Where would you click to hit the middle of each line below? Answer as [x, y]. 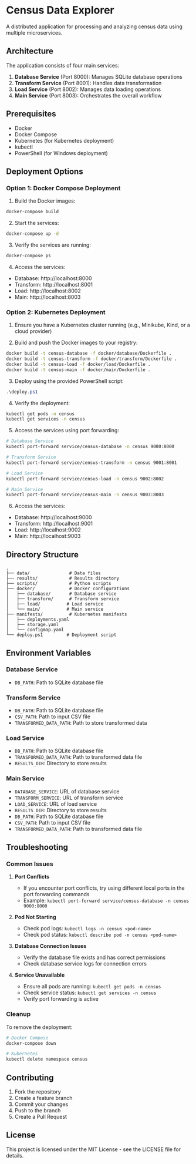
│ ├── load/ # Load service [55, 604]
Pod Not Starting [36, 917]
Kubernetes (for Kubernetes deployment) [64, 140]
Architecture [30, 51]
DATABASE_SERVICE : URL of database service [67, 791]
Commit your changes [41, 1104]
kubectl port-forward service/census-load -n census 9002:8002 [85, 479]
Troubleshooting [37, 847]
